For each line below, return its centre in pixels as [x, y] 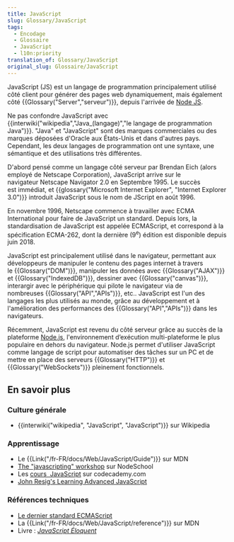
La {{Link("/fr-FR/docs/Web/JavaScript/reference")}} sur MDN [108, 523]
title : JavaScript [34, 14]
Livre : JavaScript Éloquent [57, 530]
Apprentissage [34, 444]
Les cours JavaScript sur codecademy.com [82, 474]
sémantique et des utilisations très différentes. [75, 153]
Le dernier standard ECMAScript [65, 515]
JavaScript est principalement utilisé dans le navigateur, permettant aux [112, 256]
